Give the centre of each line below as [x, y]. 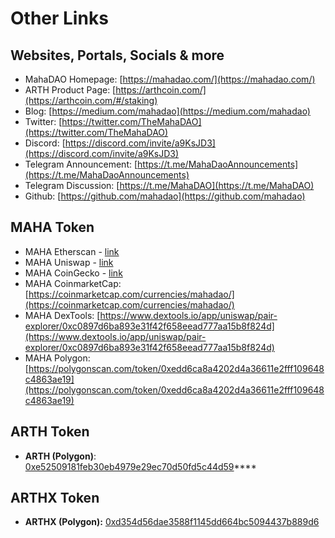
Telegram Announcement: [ [81, 164]
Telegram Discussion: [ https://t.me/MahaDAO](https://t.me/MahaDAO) [169, 185]
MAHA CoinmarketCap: [73, 283]
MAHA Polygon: [57, 358]
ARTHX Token [55, 498]
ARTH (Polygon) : [60, 456]
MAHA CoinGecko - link [73, 273]
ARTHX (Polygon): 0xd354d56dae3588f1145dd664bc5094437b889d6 [172, 522]
